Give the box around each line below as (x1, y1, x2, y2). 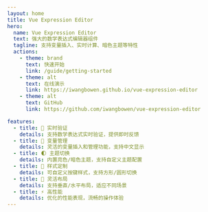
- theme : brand (19, 55, 63, 62)
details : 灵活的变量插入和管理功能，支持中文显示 (19, 143, 145, 151)
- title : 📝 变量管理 (13, 137, 68, 144)
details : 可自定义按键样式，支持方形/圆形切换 (19, 169, 137, 176)
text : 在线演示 (25, 80, 65, 87)
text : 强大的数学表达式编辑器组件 (13, 36, 98, 43)
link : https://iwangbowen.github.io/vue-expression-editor (25, 86, 198, 93)
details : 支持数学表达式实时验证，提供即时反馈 (19, 131, 139, 138)
